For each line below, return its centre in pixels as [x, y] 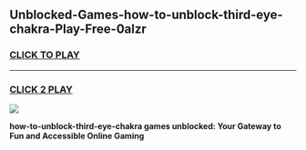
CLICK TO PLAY [45, 55]
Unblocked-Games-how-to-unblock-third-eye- [147, 15]
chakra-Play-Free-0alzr [78, 30]
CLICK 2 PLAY [41, 89]
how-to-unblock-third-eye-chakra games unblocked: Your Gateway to [146, 125]
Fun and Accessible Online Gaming [77, 135]
